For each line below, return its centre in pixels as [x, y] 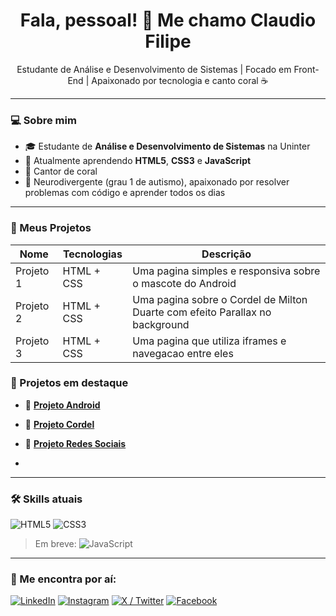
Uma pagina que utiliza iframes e [209, 341]
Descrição [226, 254]
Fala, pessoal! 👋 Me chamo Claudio [168, 20]
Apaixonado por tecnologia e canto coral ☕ [180, 80]
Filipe [168, 41]
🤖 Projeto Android [62, 405]
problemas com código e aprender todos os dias [125, 193]
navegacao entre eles [183, 353]
